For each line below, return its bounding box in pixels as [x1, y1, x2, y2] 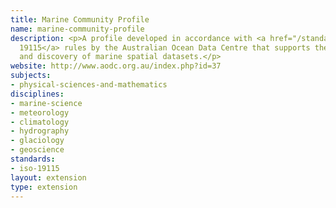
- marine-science [10, 98, 83, 108]
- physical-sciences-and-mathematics [10, 80, 168, 90]
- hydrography [10, 126, 70, 136]
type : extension [10, 182, 78, 192]
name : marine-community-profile [10, 24, 145, 34]
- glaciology [10, 136, 65, 146]
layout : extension [10, 172, 87, 183]
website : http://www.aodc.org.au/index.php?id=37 [10, 61, 222, 71]
